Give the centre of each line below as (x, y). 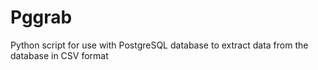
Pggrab (41, 17)
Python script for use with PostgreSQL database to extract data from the (159, 45)
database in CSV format (59, 55)
